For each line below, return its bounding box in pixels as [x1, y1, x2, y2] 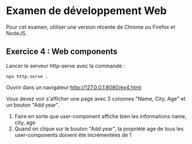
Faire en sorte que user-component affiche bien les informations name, [14, 112, 187, 119]
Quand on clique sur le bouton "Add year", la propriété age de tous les [14, 125, 184, 132]
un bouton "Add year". [6, 101, 60, 108]
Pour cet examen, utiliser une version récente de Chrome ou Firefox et [6, 23, 176, 30]
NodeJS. [6, 29, 28, 36]
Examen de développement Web [6, 4, 167, 18]
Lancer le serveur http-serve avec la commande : [6, 62, 125, 69]
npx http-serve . [6, 73, 49, 80]
